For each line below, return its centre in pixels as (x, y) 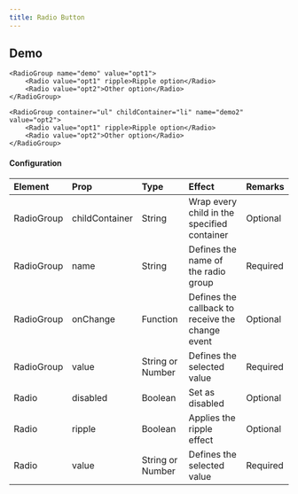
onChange (94, 318)
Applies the (212, 418)
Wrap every (213, 201)
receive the (212, 318)
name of (206, 260)
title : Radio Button (47, 17)
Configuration (35, 163)
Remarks (265, 186)
